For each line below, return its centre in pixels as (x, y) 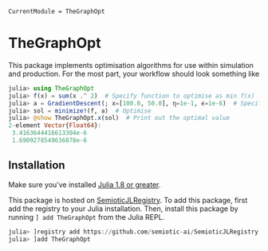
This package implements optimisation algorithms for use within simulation (131, 65)
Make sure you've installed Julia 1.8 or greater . (85, 185)
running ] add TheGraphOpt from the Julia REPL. (87, 217)
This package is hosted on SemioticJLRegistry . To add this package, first (128, 200)
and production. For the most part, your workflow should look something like (134, 74)
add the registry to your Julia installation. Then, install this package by (123, 209)
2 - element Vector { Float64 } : (55, 125)
